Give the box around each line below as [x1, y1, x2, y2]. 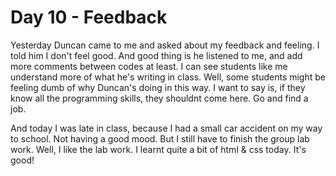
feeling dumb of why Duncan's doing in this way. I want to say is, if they [10, 81, 306, 93]
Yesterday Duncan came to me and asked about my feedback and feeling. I [10, 39, 320, 51]
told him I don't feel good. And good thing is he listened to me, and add [10, 49, 303, 61]
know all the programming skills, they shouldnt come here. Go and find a [10, 92, 309, 104]
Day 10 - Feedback [10, 6, 168, 29]
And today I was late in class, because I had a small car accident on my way [10, 122, 323, 134]
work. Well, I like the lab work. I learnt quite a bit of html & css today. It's [10, 143, 307, 155]
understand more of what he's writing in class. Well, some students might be [10, 71, 326, 83]
